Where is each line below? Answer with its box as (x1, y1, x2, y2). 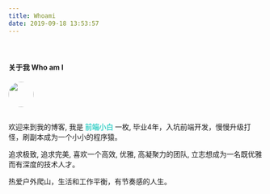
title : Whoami (8, 11, 57, 20)
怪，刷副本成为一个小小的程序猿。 (8, 132, 122, 141)
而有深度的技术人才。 (8, 159, 79, 169)
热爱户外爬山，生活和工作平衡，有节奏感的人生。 (8, 176, 171, 186)
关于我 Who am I (8, 62, 64, 73)
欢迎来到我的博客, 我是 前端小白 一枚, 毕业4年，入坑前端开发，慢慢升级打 (8, 122, 251, 132)
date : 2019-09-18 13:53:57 (8, 19, 99, 27)
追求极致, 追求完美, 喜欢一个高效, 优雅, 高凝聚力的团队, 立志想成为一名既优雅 (8, 149, 263, 158)
